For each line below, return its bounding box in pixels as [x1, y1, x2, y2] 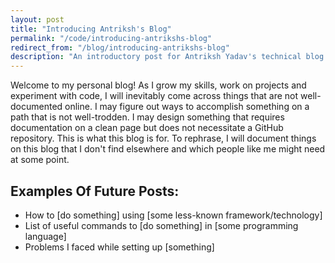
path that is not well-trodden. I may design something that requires [10, 111, 285, 123]
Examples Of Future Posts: [10, 182, 180, 200]
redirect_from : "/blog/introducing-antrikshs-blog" [10, 42, 230, 53]
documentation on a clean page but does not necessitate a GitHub [10, 122, 284, 134]
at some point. [10, 154, 70, 166]
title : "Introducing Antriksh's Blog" [10, 24, 172, 34]
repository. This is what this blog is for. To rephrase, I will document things [10, 132, 317, 145]
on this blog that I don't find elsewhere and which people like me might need [10, 143, 326, 155]
